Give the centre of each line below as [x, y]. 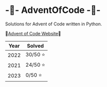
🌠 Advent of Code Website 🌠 [33, 33]
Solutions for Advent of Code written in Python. [53, 24]
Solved [35, 46]
